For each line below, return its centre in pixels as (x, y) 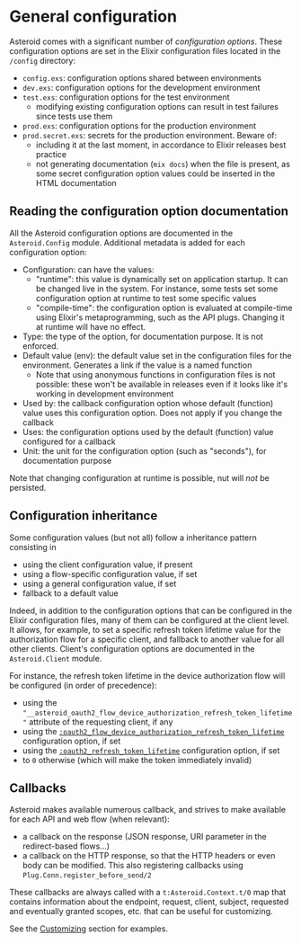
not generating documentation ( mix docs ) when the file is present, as (163, 164)
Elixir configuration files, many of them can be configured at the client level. (149, 620)
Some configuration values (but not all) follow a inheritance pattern (133, 538)
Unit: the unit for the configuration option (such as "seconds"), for (144, 450)
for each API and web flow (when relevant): (90, 819)
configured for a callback (69, 441)
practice (51, 154)
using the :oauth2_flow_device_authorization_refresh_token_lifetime (153, 731)
